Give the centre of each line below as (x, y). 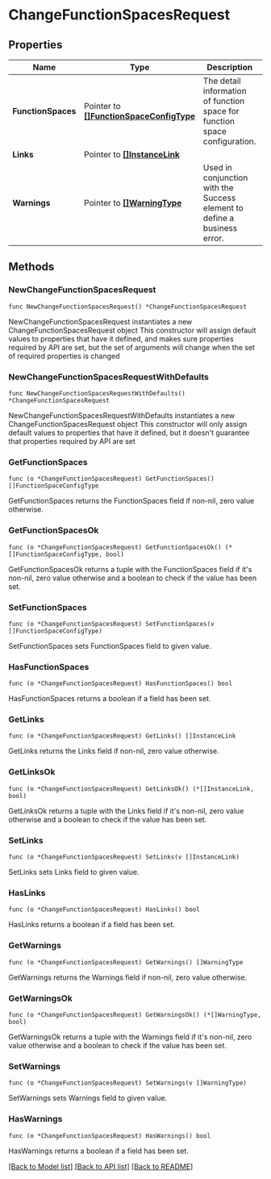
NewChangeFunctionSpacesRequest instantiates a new (100, 321)
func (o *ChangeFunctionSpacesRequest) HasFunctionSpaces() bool (120, 684)
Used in (217, 167)
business (220, 228)
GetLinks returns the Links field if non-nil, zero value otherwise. (114, 751)
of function (224, 101)
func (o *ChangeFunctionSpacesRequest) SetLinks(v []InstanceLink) (124, 857)
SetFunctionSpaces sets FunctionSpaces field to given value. (110, 646)
